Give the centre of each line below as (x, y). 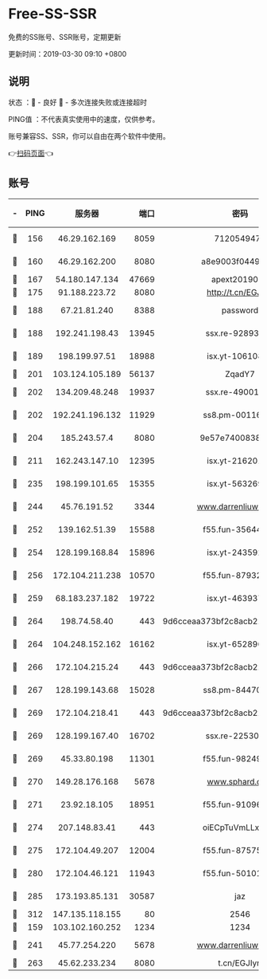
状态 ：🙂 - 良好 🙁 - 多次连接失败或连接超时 (77, 102)
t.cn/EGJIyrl (240, 963)
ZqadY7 (240, 374)
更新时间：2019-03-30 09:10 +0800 (68, 53)
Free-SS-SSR (52, 14)
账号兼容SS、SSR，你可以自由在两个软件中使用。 (89, 136)
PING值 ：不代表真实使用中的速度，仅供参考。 (84, 119)
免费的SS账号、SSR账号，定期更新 (65, 37)
